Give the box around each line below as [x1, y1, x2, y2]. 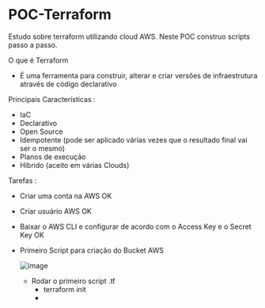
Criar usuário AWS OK [19, 206, 93, 215]
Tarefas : [8, 176, 37, 185]
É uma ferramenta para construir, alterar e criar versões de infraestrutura [19, 70, 258, 80]
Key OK [19, 230, 45, 239]
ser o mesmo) [19, 143, 66, 153]
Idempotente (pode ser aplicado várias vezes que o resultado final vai [19, 135, 248, 144]
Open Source [19, 127, 63, 136]
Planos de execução [19, 152, 86, 162]
